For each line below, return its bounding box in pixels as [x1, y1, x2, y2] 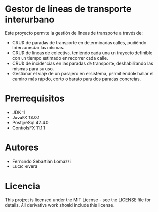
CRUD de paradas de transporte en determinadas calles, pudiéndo [12, 39, 147, 45]
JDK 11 [12, 109, 26, 115]
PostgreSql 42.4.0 [12, 119, 49, 125]
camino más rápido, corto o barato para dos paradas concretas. [12, 76, 141, 82]
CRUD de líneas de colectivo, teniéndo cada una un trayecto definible [12, 50, 153, 56]
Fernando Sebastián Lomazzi [12, 158, 71, 164]
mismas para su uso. [12, 65, 54, 71]
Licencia [5, 181, 41, 191]
